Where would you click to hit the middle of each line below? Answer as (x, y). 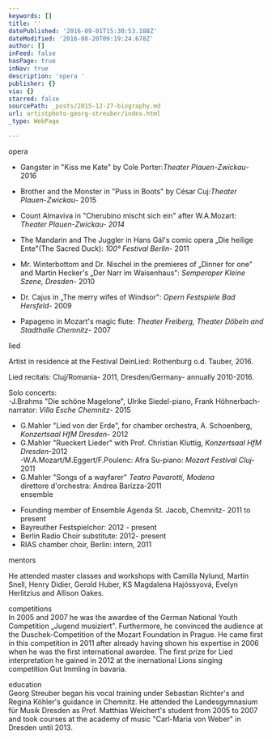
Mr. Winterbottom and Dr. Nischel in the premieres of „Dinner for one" (136, 264)
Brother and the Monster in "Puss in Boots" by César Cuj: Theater (128, 191)
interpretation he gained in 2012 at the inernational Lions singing (115, 660)
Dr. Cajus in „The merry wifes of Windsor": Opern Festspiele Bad (128, 297)
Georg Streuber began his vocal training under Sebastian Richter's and (126, 693)
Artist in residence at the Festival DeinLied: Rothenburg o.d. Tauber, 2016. (131, 361)
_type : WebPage (34, 121)
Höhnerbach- (238, 401)
